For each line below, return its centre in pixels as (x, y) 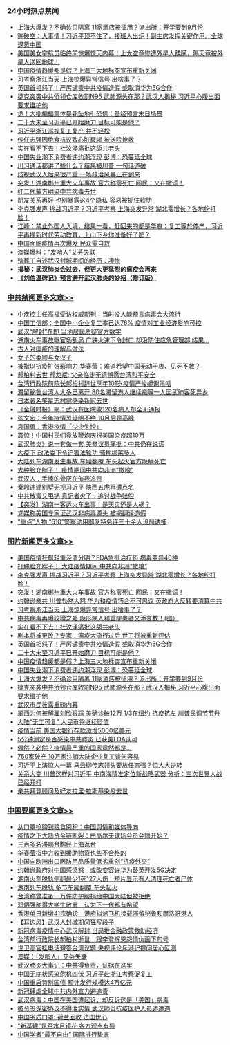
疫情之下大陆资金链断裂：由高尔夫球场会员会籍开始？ (93, 835)
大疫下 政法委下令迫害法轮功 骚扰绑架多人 (76, 452)
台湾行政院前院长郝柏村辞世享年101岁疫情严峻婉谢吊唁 (94, 383)
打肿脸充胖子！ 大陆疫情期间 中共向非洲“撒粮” (82, 566)
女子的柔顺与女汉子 (45, 357)
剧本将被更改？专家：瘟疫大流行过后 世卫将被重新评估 (94, 635)
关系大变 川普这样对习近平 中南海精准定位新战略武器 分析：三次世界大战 (119, 773)
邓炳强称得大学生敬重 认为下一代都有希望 (78, 905)
